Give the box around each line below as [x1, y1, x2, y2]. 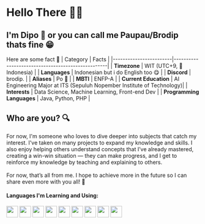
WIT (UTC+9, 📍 [144, 62, 183, 69]
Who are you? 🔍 [6, 113, 70, 124]
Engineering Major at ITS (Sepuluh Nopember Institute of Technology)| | [6, 82, 188, 89]
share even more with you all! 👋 [6, 177, 86, 185]
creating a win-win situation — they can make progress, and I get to [6, 152, 177, 159]
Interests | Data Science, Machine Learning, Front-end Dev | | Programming [6, 88, 199, 95]
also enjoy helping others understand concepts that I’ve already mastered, [6, 145, 194, 152]
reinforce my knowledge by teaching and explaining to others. [6, 159, 163, 166]
